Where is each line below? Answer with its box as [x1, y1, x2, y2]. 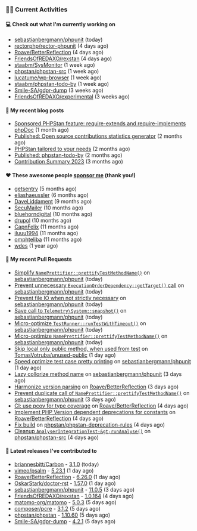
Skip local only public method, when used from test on [14, 345, 148, 352]
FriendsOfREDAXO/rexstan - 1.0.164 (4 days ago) [14, 492, 135, 499]
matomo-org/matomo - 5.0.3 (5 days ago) [14, 498, 117, 506]
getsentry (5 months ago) [14, 185, 77, 192]
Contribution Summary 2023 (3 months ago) [14, 158, 123, 165]
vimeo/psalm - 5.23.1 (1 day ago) [14, 467, 94, 474]
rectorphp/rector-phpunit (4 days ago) [14, 42, 109, 50]
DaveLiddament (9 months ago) [14, 197, 92, 205]
